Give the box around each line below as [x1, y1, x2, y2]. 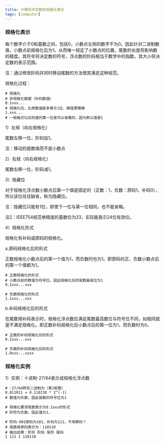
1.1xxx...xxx [5, 296, 32, 301]
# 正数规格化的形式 [5, 273, 39, 277]
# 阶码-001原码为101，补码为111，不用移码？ [5, 419, 87, 425]
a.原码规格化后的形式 [5, 245, 48, 251]
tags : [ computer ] [5, 12, 41, 17]
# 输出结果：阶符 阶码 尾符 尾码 [5, 430, 64, 435]
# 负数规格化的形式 [5, 292, 39, 297]
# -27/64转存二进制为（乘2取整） [5, 386, 65, 391]
